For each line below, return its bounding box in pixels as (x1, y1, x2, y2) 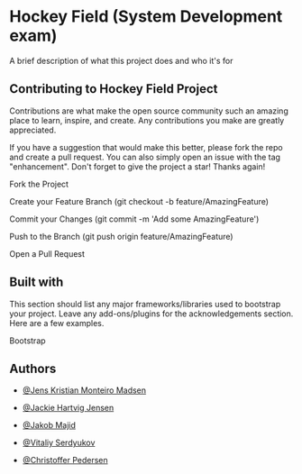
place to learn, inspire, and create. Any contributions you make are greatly (9, 114, 285, 125)
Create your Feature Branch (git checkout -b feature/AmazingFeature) (9, 196, 269, 206)
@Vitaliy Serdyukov (22, 437, 96, 448)
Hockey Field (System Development (9, 6, 283, 27)
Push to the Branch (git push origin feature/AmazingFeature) (9, 231, 233, 242)
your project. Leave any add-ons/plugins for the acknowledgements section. (9, 308, 294, 319)
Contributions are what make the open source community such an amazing (9, 105, 288, 116)
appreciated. (9, 124, 57, 135)
